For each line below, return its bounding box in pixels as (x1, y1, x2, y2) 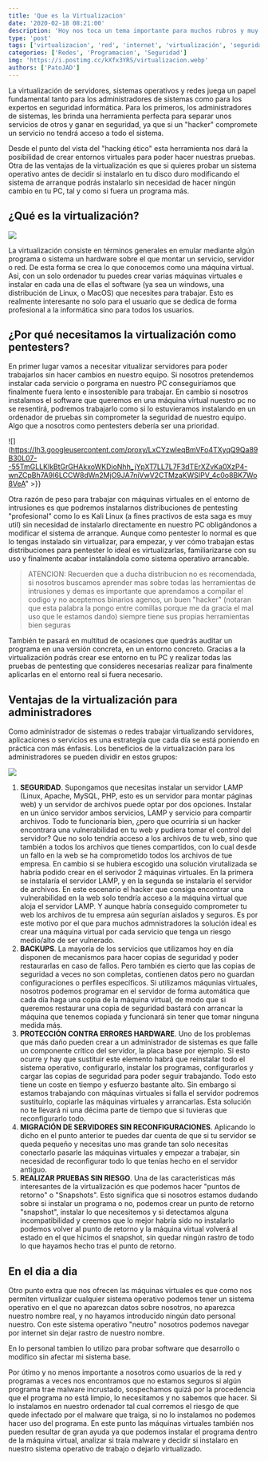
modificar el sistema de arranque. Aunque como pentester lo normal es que (8, 528, 257, 538)
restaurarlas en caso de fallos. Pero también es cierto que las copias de (19, 961, 256, 971)
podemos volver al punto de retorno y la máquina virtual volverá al (19, 1224, 238, 1234)
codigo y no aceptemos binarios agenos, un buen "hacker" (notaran (27, 595, 252, 604)
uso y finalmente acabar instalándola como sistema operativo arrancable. (8, 554, 250, 563)
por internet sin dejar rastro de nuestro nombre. (8, 1328, 165, 1337)
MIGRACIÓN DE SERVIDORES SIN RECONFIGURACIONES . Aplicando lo (19, 1122, 256, 1132)
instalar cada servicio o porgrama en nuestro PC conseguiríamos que (8, 379, 237, 388)
